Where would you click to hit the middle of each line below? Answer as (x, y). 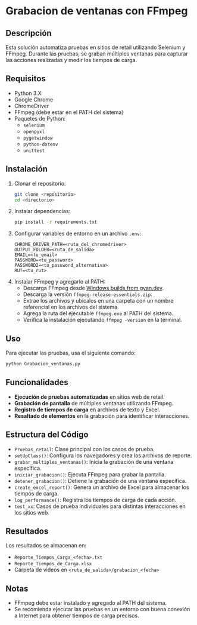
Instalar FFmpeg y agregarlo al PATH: (60, 282)
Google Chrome (34, 99)
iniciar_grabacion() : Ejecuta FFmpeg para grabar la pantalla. (90, 474)
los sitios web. (32, 512)
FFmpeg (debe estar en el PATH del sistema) (69, 112)
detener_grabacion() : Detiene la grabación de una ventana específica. (100, 481)
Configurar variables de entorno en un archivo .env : (78, 233)
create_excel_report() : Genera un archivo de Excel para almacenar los (101, 487)
